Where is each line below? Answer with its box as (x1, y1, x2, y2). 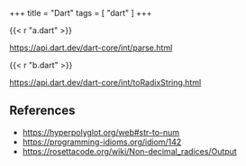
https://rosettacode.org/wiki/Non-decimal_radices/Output (22, 145, 237, 156)
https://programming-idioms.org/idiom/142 (22, 136, 182, 147)
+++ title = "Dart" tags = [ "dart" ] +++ (9, 8, 152, 18)
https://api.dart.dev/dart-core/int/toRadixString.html (9, 77, 202, 88)
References (9, 103, 76, 118)
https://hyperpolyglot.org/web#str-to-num (22, 127, 180, 137)
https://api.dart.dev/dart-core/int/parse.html (9, 42, 173, 53)
